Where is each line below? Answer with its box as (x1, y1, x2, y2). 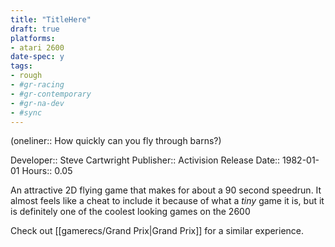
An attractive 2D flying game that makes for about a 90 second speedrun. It (10, 184, 322, 196)
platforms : (10, 33, 56, 43)
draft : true (10, 24, 60, 34)
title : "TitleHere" (10, 14, 92, 25)
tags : (10, 61, 33, 71)
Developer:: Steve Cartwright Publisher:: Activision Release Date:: (10, 154, 281, 166)
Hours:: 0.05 (21, 165, 73, 177)
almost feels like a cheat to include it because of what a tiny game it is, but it (10, 195, 325, 207)
